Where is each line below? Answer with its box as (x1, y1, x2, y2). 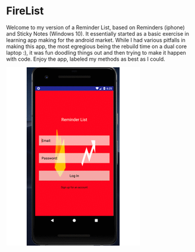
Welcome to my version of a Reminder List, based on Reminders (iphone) (6, 24, 185, 31)
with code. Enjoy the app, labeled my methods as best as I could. (6, 55, 165, 62)
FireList (6, 4, 44, 18)
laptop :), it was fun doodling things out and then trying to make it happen (6, 49, 186, 56)
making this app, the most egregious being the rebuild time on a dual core (6, 43, 187, 50)
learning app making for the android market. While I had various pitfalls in (6, 36, 186, 43)
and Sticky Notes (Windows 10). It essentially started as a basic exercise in (6, 30, 189, 37)
